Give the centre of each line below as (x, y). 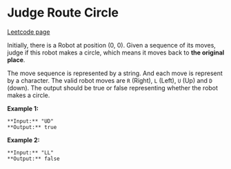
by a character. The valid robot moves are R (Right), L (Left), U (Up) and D (110, 80)
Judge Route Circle (63, 13)
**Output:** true (32, 127)
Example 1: (23, 108)
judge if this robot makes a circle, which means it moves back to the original (116, 52)
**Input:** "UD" (30, 121)
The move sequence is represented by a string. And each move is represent (115, 73)
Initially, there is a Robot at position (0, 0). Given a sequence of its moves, (111, 45)
